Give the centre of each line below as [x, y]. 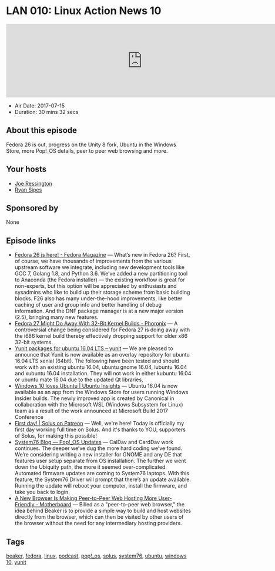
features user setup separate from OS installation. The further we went [100, 461]
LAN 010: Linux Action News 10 [84, 11]
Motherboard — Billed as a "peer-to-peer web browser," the [112, 505]
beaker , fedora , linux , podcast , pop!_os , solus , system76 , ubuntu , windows [96, 556]
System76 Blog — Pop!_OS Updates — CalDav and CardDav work [94, 442]
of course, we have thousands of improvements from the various [93, 261]
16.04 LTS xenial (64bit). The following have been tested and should [97, 361]
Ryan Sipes [28, 190]
